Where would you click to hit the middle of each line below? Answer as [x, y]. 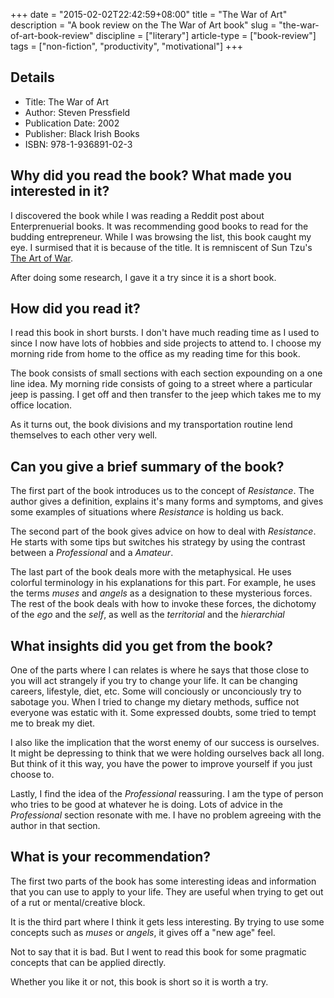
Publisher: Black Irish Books [82, 133]
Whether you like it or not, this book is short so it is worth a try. [139, 981]
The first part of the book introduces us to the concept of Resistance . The [162, 491]
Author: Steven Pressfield [77, 112]
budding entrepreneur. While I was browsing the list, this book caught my [161, 236]
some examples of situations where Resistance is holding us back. [147, 512]
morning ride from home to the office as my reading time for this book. [155, 354]
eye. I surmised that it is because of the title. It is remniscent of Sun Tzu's [161, 247]
